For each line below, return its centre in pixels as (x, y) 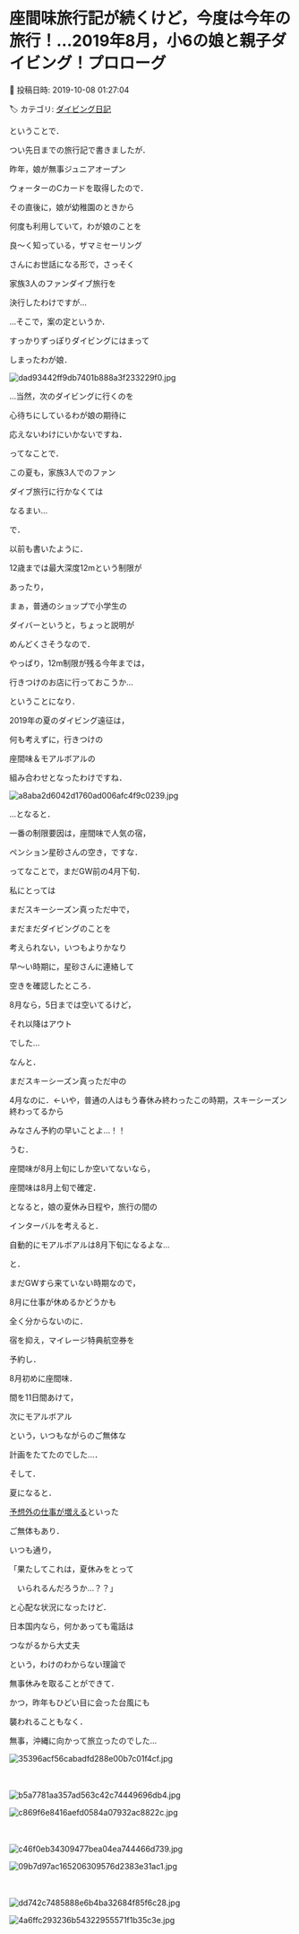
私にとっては (33, 890)
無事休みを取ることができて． (64, 1683)
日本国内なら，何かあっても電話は (72, 1626)
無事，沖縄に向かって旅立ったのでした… (83, 1740)
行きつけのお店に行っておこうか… (71, 682)
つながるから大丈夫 (45, 1645)
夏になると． (33, 1492)
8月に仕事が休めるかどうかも (63, 1301)
